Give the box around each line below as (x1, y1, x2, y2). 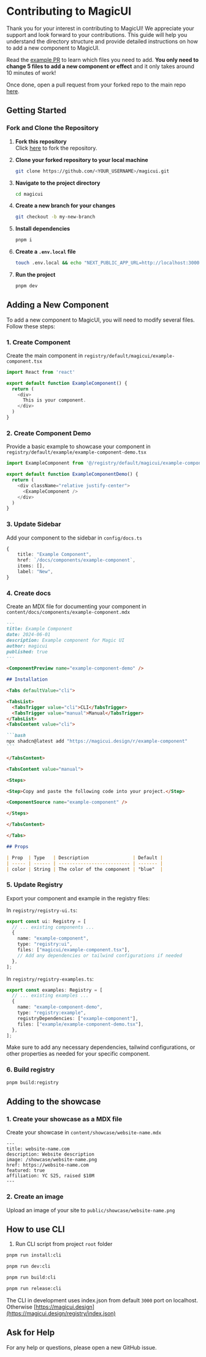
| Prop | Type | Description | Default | (6, 854, 164, 860)
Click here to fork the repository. (15, 144, 97, 152)
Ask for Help (6, 1328, 55, 1338)
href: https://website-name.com (6, 1162, 89, 1169)
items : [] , (17, 563, 45, 569)
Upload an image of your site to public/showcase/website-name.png (6, 1206, 175, 1213)
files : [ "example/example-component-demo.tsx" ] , (17, 1021, 144, 1027)
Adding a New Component (6, 300, 109, 311)
